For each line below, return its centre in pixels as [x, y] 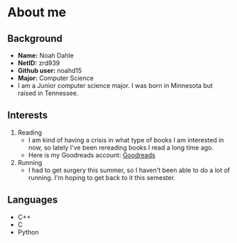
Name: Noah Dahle [46, 55]
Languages [33, 200]
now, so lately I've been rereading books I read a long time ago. [121, 147]
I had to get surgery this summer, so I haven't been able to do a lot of [129, 170]
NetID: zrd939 [39, 63]
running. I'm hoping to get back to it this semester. [102, 177]
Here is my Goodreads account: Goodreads [92, 155]
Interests [28, 115]
